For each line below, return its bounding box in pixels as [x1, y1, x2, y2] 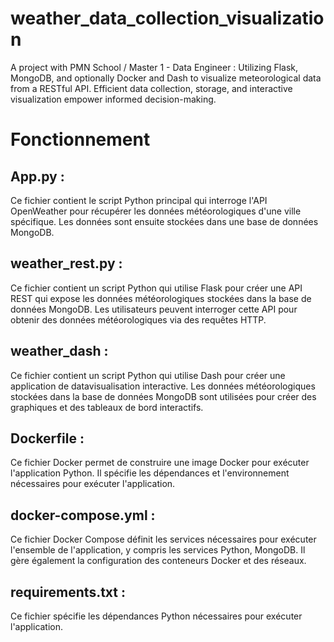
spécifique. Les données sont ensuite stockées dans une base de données [10, 215, 319, 227]
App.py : [10, 168, 65, 185]
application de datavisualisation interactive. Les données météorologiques [10, 380, 316, 392]
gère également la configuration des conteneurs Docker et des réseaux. [10, 555, 307, 567]
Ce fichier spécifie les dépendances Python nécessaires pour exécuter [10, 610, 303, 622]
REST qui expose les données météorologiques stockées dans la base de [10, 292, 312, 304]
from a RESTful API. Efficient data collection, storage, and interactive [10, 82, 293, 94]
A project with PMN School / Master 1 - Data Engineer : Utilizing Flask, [10, 61, 299, 73]
